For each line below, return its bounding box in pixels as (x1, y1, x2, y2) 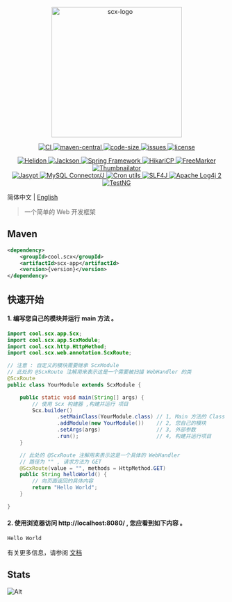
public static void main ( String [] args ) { (19, 393, 144, 401)
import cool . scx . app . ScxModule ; (7, 336, 101, 343)
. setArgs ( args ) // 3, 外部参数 (56, 426, 197, 434)
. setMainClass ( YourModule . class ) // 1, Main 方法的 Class (56, 414, 226, 421)
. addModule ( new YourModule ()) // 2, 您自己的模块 (56, 420, 206, 427)
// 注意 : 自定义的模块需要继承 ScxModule (7, 362, 119, 369)
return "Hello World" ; (32, 484, 98, 491)
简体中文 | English (7, 193, 58, 201)
